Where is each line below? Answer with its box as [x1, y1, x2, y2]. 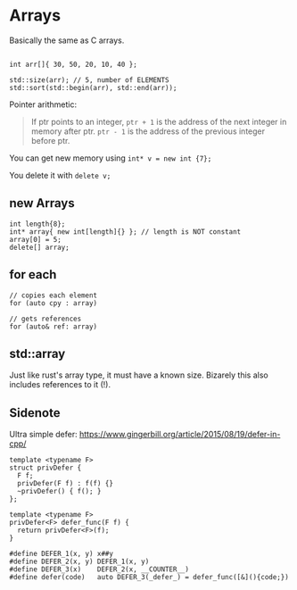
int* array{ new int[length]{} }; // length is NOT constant [9, 227, 242, 237]
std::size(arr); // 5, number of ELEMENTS [9, 75, 169, 85]
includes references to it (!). [9, 379, 111, 390]
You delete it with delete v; [9, 170, 111, 180]
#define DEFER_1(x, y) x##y [9, 550, 114, 559]
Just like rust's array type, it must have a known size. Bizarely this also [9, 370, 269, 380]
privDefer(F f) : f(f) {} [17, 479, 114, 488]
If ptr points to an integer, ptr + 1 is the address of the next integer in [30, 116, 287, 127]
